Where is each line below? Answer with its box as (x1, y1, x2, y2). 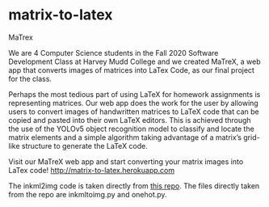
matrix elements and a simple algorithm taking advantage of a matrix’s (8, 132, 242, 142)
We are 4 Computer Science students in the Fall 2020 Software (8, 48, 219, 57)
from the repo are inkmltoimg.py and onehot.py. (8, 189, 167, 199)
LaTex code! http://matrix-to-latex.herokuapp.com (8, 165, 175, 175)
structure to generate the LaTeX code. (21, 141, 148, 150)
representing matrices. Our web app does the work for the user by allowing (8, 98, 258, 108)
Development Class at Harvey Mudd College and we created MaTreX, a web (8, 57, 261, 66)
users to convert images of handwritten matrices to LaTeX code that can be (8, 107, 260, 116)
